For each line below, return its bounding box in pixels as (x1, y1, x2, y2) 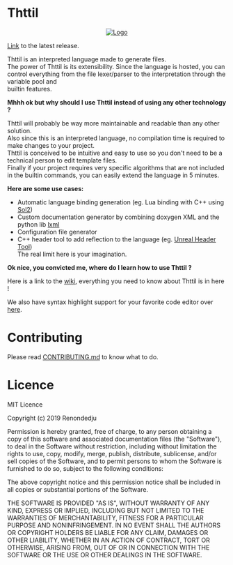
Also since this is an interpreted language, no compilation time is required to (7, 134, 225, 142)
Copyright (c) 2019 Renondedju (7, 414, 97, 422)
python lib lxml (17, 220, 60, 228)
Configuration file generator (17, 227, 97, 236)
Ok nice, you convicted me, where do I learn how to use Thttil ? (7, 263, 193, 271)
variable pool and (7, 77, 57, 85)
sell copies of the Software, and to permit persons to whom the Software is (7, 457, 223, 465)
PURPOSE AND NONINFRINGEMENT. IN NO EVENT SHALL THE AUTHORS (7, 521, 221, 529)
